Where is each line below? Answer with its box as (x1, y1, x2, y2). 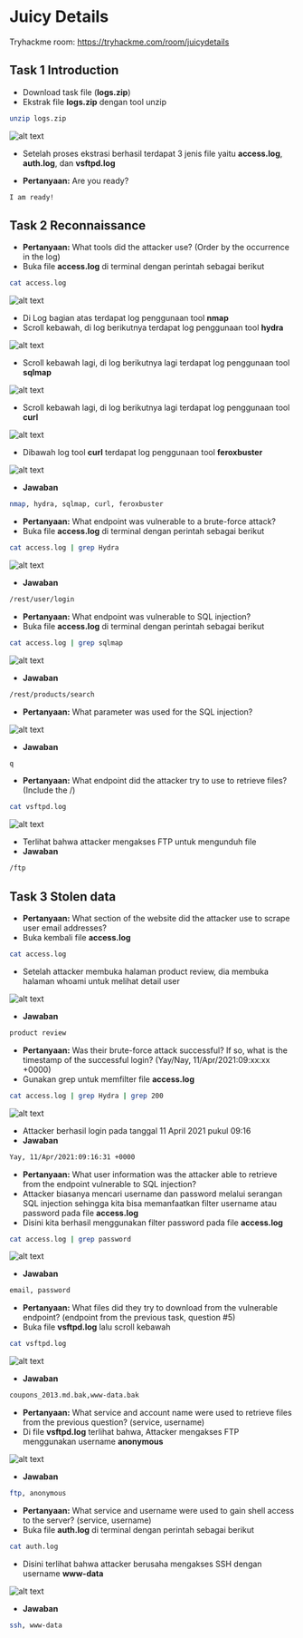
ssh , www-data (9, 1621, 63, 1630)
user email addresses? (22, 922, 107, 933)
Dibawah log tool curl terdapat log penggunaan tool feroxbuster (22, 447, 263, 458)
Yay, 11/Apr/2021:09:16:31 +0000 (9, 1152, 136, 1162)
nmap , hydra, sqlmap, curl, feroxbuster (9, 500, 165, 509)
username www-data (22, 1567, 104, 1579)
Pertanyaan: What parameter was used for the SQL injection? (22, 706, 253, 717)
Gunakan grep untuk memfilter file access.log (22, 1073, 194, 1085)
